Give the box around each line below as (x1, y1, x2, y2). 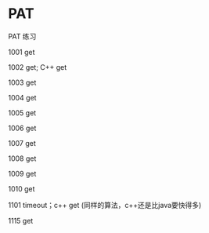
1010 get (8, 184, 35, 193)
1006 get (8, 123, 37, 133)
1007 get (8, 138, 37, 147)
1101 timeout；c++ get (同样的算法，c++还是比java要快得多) (8, 200, 202, 209)
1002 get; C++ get (8, 62, 67, 71)
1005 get (8, 107, 37, 118)
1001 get (8, 47, 35, 56)
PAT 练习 (8, 31, 37, 41)
